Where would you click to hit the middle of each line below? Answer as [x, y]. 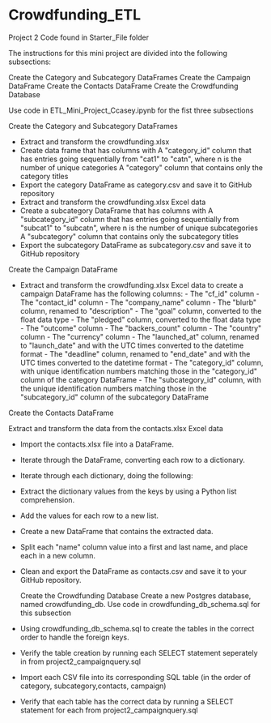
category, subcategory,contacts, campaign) [93, 686]
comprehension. [47, 499]
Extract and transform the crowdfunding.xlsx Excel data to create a [132, 284]
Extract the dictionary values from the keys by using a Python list [128, 491]
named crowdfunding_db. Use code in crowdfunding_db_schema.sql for [140, 604]
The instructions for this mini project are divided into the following [118, 53]
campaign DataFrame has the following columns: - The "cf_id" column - [140, 293]
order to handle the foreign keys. [74, 637]
